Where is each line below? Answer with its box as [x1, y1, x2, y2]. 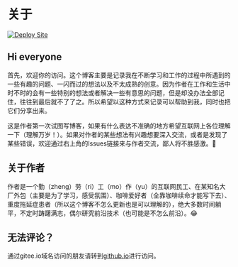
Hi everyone [7, 51, 62, 63]
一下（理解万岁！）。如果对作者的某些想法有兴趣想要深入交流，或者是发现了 [7, 130, 228, 138]
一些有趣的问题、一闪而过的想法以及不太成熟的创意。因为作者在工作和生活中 [7, 80, 231, 88]
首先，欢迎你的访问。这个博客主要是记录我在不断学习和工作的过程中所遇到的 [7, 70, 231, 79]
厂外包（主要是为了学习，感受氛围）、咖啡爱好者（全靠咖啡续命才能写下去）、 [7, 191, 231, 200]
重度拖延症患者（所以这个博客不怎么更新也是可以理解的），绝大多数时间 [7, 200, 215, 208]
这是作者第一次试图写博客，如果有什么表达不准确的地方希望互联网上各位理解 [7, 121, 231, 130]
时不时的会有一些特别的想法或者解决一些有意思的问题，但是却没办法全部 [7, 88, 218, 97]
